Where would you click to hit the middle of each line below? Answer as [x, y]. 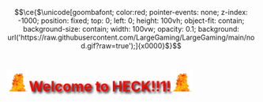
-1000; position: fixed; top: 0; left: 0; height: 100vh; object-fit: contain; [131, 21]
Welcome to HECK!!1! [100, 87]
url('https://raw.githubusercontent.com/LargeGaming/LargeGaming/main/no [131, 37]
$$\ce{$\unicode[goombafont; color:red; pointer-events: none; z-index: [131, 12]
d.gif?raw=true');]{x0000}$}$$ [131, 46]
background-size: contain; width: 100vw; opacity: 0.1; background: [131, 29]
